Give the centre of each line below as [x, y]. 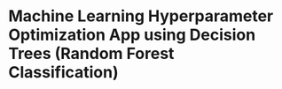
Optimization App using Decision [132, 35]
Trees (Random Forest [91, 54]
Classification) [63, 73]
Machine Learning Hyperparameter [141, 16]
